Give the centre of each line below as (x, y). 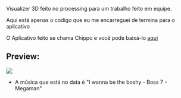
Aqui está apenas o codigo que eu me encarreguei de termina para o (91, 20)
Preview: (23, 57)
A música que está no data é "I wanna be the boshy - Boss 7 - (91, 82)
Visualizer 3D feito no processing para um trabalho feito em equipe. (89, 9)
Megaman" (28, 88)
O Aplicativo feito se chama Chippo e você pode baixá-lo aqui (82, 38)
